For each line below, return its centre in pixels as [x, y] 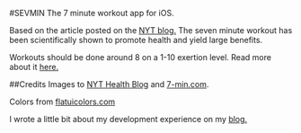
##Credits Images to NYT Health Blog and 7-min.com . [109, 84]
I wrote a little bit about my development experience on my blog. [128, 119]
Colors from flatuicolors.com [62, 102]
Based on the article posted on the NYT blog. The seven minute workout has [151, 30]
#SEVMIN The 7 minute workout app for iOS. [92, 13]
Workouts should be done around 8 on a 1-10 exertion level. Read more [141, 57]
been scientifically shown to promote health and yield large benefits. [136, 40]
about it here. [34, 67]
